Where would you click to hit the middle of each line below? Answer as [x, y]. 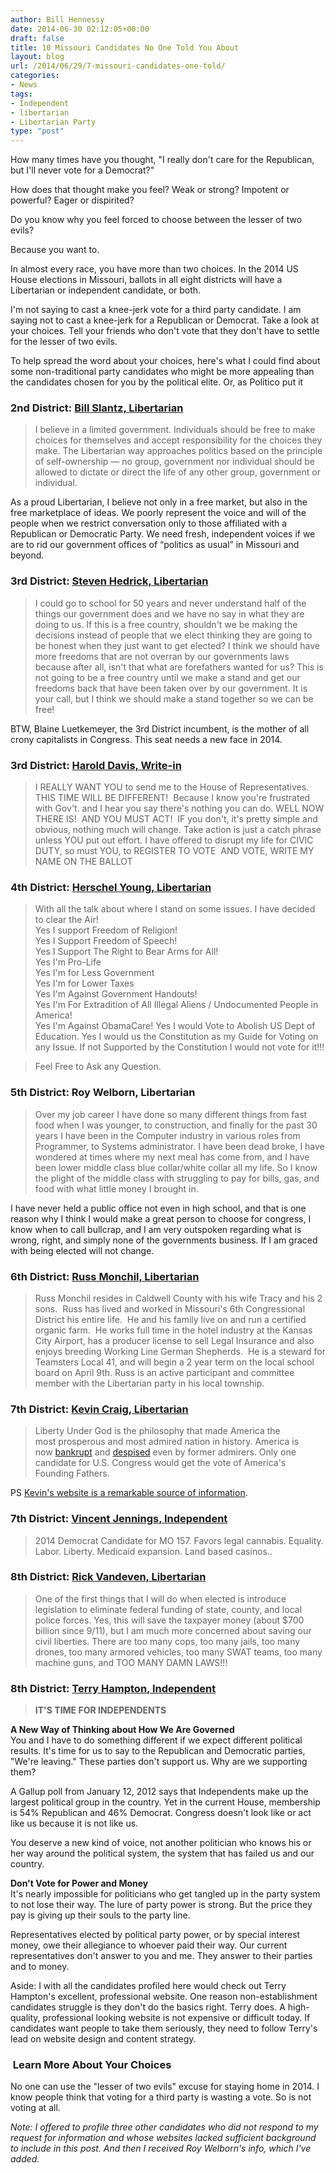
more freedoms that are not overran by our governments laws [162, 656]
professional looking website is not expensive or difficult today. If [176, 2018]
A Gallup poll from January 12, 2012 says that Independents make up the [159, 1792]
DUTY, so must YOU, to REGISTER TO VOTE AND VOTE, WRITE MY [174, 851]
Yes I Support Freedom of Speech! [106, 941]
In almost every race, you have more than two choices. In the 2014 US [154, 269]
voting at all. [35, 2108]
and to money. [40, 1967]
